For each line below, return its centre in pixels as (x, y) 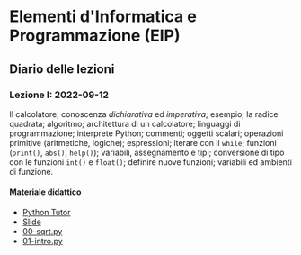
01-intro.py (42, 241)
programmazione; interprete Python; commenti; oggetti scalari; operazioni (146, 133)
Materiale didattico (45, 192)
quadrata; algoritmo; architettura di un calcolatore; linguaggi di (125, 123)
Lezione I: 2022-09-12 (59, 95)
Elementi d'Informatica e (103, 17)
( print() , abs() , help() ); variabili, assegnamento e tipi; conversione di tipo (147, 152)
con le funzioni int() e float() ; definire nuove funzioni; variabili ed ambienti (150, 162)
